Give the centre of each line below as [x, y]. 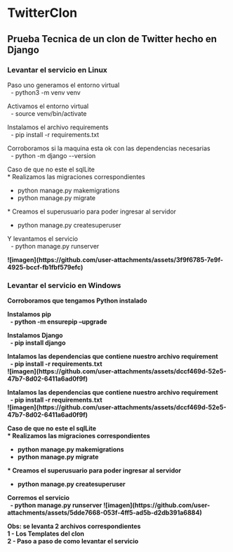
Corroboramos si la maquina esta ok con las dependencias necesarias [109, 148]
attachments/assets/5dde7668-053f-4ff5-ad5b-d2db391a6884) [105, 513]
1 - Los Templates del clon [46, 534]
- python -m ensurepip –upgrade [59, 322]
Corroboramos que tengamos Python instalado [77, 301]
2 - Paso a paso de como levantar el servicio [73, 541]
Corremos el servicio [39, 498]
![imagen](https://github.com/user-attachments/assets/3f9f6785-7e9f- [115, 259]
